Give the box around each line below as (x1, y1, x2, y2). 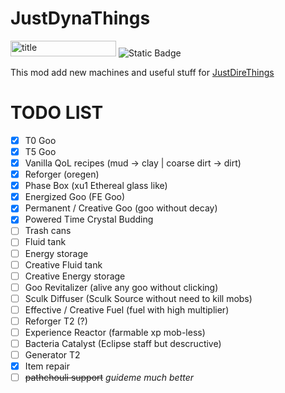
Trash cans (24, 225, 72, 237)
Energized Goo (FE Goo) (24, 191, 126, 203)
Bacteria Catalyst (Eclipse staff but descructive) (24, 338, 222, 349)
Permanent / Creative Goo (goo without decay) (24, 202, 218, 214)
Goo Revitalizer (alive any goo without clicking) (24, 281, 219, 293)
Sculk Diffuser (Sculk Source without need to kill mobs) (24, 292, 253, 304)
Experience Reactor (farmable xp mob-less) (24, 326, 206, 338)
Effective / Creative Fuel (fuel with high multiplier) (24, 303, 230, 316)
